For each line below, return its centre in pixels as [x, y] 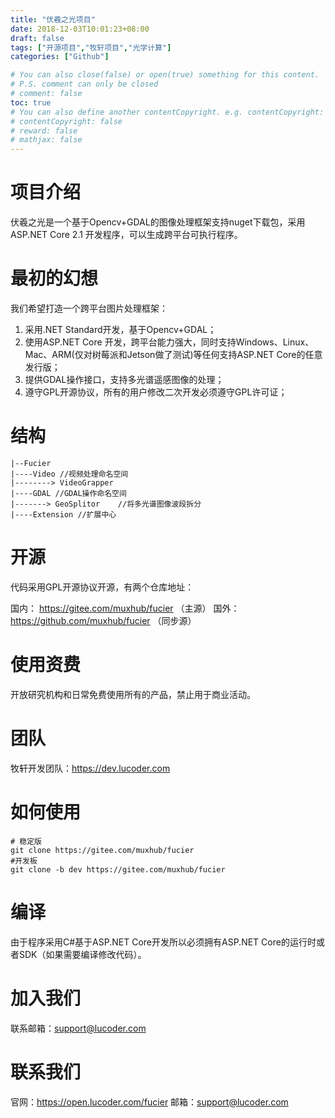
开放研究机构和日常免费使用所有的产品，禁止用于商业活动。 [133, 694]
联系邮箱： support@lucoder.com [78, 1028]
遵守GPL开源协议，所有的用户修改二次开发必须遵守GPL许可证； [156, 392]
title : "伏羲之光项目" [53, 19]
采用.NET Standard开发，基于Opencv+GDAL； [120, 329]
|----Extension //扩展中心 [63, 514]
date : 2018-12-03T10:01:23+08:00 [80, 29]
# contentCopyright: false [66, 121]
